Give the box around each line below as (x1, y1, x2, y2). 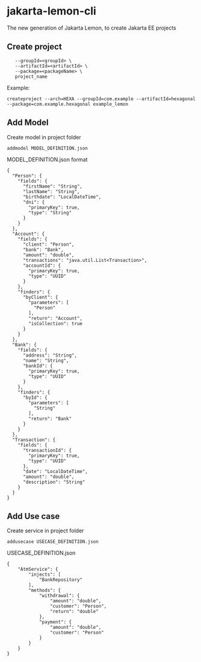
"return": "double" (49, 608, 99, 615)
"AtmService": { (17, 566, 59, 573)
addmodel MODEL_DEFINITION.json (7, 145, 88, 151)
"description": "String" (22, 479, 85, 485)
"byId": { (22, 394, 48, 401)
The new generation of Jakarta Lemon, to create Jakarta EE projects (7, 24, 176, 31)
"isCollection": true (28, 320, 83, 326)
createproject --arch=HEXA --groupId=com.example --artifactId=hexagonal (7, 95, 196, 102)
